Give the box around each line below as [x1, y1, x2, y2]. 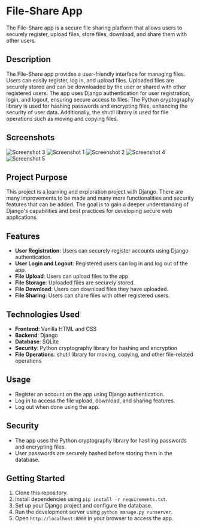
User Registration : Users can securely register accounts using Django [14, 247, 189, 254]
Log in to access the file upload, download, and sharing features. [14, 397, 175, 404]
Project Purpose [6, 172, 68, 182]
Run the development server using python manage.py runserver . [14, 508, 173, 515]
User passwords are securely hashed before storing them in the [14, 449, 172, 456]
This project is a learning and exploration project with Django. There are [6, 188, 184, 195]
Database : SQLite [14, 338, 59, 345]
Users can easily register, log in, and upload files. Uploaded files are [6, 76, 175, 84]
